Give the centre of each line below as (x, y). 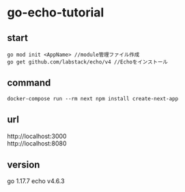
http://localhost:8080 (37, 143)
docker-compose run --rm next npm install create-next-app (93, 98)
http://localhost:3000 (37, 136)
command (29, 83)
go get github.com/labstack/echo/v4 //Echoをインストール (88, 62)
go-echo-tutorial (56, 13)
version (24, 165)
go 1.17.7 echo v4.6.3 (36, 181)
